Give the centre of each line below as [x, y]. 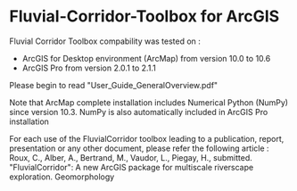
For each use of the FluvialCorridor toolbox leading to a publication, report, [147, 138]
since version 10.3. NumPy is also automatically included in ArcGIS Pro [139, 112]
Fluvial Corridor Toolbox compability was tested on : [105, 41]
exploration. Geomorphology [62, 177]
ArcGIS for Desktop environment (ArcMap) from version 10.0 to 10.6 [146, 58]
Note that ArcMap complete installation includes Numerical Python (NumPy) [148, 102]
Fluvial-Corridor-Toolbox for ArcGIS [144, 17]
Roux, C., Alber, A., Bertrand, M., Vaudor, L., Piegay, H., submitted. [131, 157]
